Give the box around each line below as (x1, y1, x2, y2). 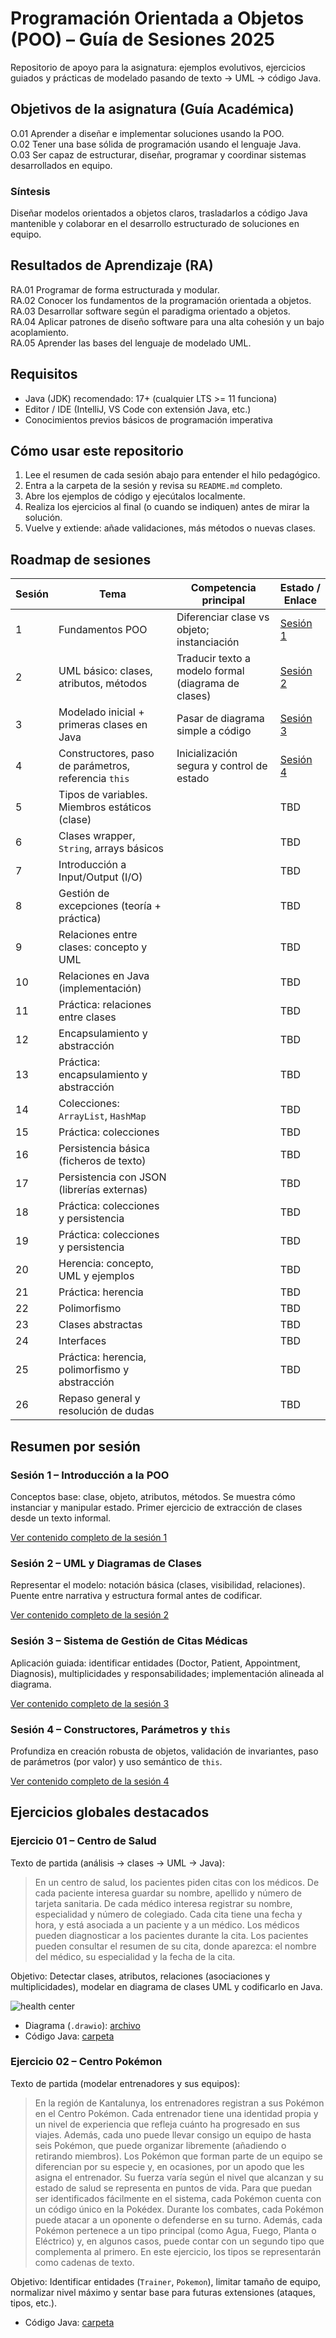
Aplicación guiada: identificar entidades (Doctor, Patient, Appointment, (10, 1657, 301, 1669)
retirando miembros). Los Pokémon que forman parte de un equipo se (34, 2150, 323, 2162)
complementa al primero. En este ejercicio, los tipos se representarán (34, 2245, 322, 2257)
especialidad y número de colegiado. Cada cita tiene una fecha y (34, 1908, 303, 1920)
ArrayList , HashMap (58, 1109, 147, 1123)
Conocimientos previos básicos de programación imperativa (24, 413, 273, 426)
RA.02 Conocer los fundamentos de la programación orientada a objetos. (10, 294, 312, 306)
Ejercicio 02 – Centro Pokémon (10, 2055, 163, 2069)
